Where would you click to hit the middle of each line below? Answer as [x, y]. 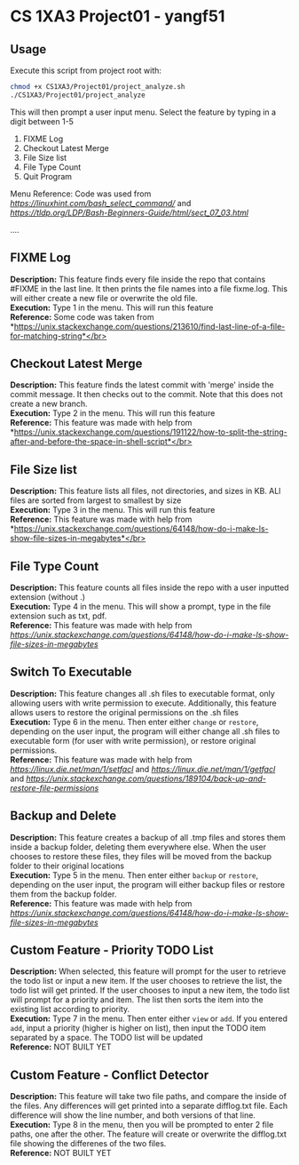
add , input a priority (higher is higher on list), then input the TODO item [138, 1028]
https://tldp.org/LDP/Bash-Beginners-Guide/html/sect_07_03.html [130, 212]
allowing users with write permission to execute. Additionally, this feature [144, 703]
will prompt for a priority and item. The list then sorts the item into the [137, 1000]
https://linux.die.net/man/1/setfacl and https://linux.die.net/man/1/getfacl [143, 769]
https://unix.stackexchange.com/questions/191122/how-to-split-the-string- [150, 432]
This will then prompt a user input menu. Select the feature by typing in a [143, 112]
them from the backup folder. [63, 894]
